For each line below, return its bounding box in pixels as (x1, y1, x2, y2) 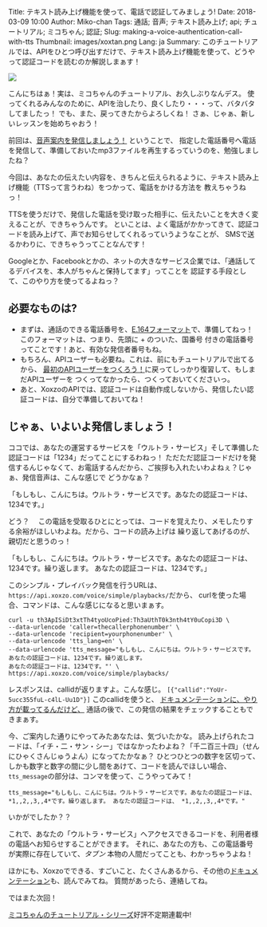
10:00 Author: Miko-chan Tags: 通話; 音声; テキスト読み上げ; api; (30, 17, 242, 26)
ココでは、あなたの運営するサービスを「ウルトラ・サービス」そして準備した (8, 442, 260, 452)
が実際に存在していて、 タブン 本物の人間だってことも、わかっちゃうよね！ (8, 849, 253, 858)
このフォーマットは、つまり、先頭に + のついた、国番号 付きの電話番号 (19, 334, 254, 344)
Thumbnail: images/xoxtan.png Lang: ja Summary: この (35, 37, 217, 46)
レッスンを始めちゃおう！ (14, 119, 100, 128)
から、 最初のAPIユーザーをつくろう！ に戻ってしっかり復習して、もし (19, 364, 249, 373)
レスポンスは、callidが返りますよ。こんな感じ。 (8, 684, 166, 694)
